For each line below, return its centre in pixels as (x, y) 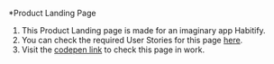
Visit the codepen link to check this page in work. (113, 50)
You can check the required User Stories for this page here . (132, 40)
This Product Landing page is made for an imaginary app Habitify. (144, 30)
